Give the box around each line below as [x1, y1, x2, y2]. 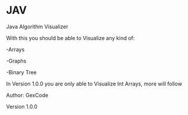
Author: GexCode [6, 91, 48, 98]
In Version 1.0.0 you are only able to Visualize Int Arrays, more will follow [6, 80, 182, 87]
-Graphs [6, 57, 27, 64]
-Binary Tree [6, 68, 37, 75]
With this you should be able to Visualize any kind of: [6, 34, 135, 41]
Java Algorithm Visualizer [6, 23, 69, 30]
